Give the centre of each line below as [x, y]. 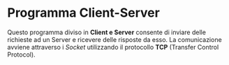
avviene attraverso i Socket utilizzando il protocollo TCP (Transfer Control [113, 47]
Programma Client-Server [84, 13]
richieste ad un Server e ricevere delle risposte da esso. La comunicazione [114, 39]
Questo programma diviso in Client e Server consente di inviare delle [106, 32]
